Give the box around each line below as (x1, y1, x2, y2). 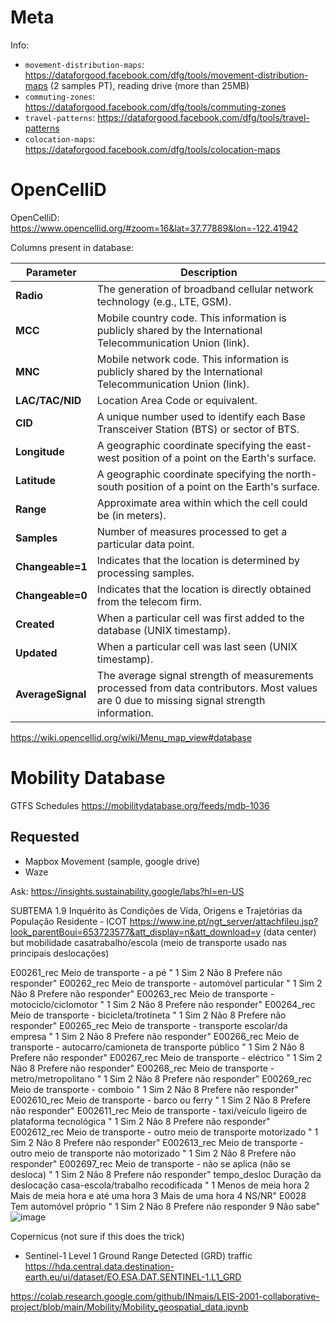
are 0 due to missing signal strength (96, 693, 266, 707)
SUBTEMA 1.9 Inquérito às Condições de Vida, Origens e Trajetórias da (10, 904, 303, 916)
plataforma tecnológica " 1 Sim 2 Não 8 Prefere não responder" (10, 1115, 271, 1127)
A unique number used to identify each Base (96, 409, 306, 423)
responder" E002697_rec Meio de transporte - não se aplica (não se (10, 1157, 291, 1170)
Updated (15, 646, 58, 660)
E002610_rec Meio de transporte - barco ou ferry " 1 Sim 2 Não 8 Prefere (10, 1094, 312, 1106)
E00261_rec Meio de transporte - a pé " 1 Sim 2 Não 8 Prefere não (10, 966, 283, 978)
